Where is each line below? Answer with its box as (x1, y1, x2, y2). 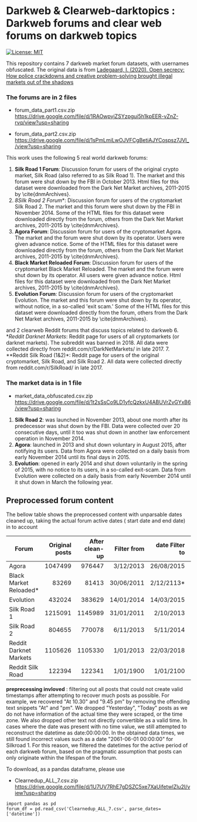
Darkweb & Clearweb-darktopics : (6, 4, 175, 18)
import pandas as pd (6, 801, 57, 807)
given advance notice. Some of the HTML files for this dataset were (14, 241, 178, 248)
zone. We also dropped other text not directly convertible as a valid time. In (6, 717, 188, 724)
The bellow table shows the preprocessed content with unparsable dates (6, 511, 182, 518)
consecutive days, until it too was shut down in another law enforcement (14, 429, 190, 436)
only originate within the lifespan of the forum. (6, 754, 118, 762)
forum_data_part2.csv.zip (14, 130, 76, 137)
